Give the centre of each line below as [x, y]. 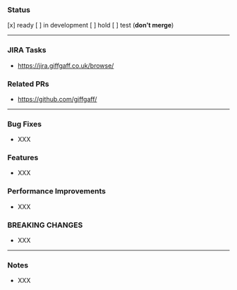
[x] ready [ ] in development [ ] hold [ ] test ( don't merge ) [91, 25]
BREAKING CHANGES [45, 225]
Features [23, 158]
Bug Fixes [25, 123]
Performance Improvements [57, 191]
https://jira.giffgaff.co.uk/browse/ [66, 66]
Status [19, 10]
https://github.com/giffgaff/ [57, 99]
